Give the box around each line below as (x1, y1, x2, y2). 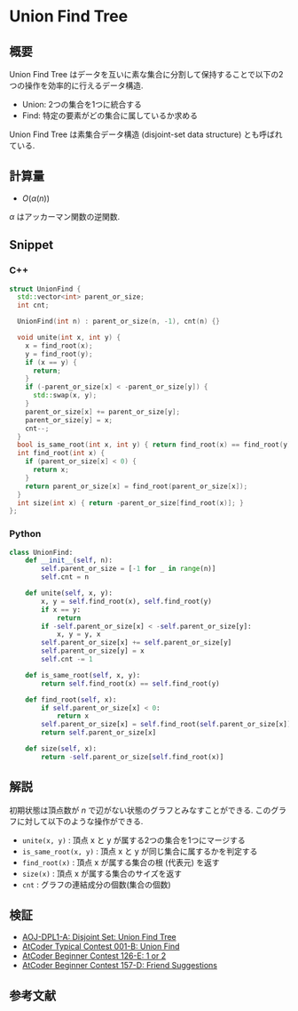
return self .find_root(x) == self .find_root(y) (41, 678, 220, 688)
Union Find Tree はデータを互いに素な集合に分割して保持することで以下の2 (9, 69, 284, 79)
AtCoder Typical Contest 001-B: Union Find (21, 941, 180, 952)
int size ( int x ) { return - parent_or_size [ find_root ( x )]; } (17, 498, 244, 508)
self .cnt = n (41, 573, 90, 582)
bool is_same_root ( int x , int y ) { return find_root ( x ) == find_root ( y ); (17, 440, 295, 450)
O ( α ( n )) (21, 193, 51, 204)
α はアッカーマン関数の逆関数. (9, 211, 121, 221)
